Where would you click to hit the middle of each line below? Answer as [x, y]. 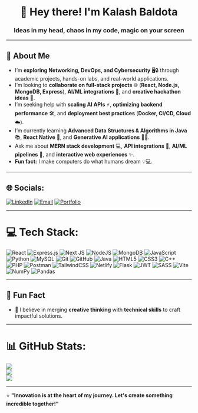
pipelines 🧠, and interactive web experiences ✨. [75, 155]
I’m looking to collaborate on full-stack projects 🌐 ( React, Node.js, [97, 85]
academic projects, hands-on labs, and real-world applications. [92, 79]
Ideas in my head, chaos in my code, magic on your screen [99, 31]
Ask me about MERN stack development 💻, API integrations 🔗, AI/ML [101, 146]
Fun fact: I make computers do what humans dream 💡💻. [84, 162]
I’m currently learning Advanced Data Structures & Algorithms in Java [101, 131]
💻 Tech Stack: [42, 232]
